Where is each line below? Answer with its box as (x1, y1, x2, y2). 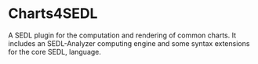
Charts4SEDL (8, 5, 98, 23)
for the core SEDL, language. (8, 47, 102, 56)
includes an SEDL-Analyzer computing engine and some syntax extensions (8, 38, 250, 48)
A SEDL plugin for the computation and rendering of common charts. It (8, 30, 237, 40)
